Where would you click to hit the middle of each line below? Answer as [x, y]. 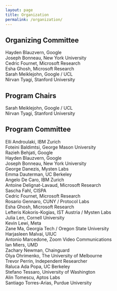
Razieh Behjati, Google [29, 152]
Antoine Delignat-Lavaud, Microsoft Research [53, 185]
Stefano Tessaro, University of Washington [50, 272]
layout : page [19, 10]
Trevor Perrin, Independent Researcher [46, 261]
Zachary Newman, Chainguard [38, 250]
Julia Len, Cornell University [35, 217]
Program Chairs [31, 96]
